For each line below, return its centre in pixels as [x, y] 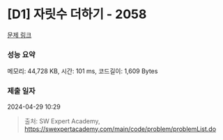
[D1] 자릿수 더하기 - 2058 [77, 14]
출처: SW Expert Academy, [62, 121]
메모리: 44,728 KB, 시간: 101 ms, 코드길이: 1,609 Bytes [83, 71]
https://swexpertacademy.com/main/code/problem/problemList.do [120, 129]
